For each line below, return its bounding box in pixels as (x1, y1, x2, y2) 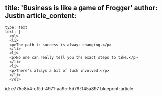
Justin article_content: (5, 12, 77, 20)
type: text (5, 25, 28, 30)
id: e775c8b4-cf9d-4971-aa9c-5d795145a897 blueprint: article (5, 85, 134, 91)
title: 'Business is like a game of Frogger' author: (5, 4, 158, 12)
